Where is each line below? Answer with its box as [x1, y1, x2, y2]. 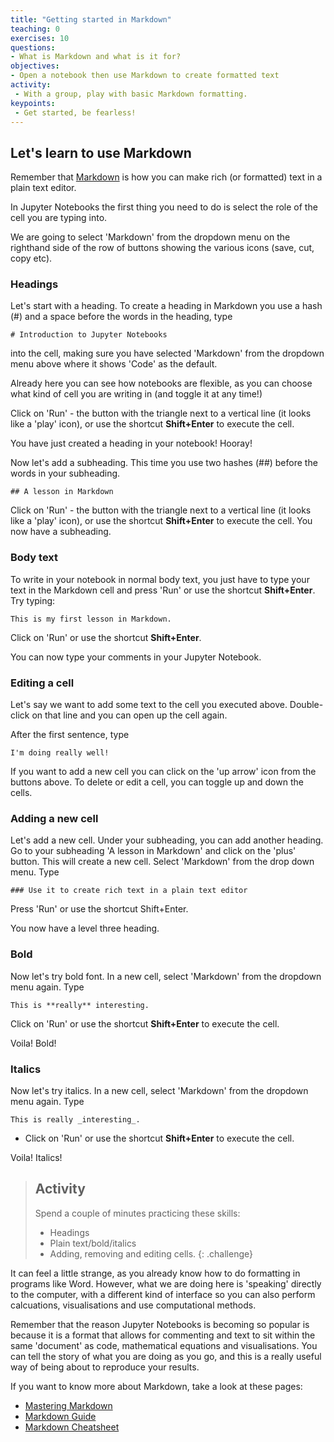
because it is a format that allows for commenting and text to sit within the [10, 1329, 316, 1341]
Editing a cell [10, 676, 75, 690]
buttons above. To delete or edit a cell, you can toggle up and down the [10, 776, 304, 788]
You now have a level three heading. [10, 922, 160, 935]
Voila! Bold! [10, 1037, 57, 1049]
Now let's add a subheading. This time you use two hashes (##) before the [10, 457, 318, 469]
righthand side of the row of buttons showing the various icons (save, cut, [10, 242, 315, 254]
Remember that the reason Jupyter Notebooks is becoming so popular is [10, 1318, 310, 1330]
